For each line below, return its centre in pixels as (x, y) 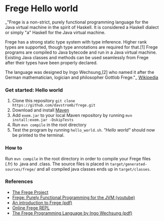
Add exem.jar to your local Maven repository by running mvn (72, 115)
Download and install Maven (41, 110)
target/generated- (128, 164)
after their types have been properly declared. (51, 63)
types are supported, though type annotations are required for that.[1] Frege (82, 47)
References (19, 181)
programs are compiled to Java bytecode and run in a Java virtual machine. (81, 52)
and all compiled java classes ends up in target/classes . (94, 169)
